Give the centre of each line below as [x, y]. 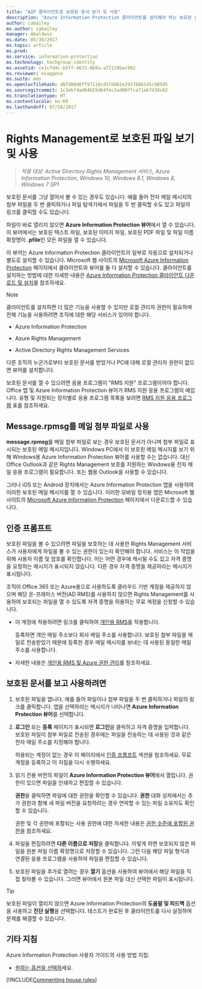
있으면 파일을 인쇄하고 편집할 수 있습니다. [75, 783]
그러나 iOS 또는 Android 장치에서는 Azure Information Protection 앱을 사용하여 [100, 485]
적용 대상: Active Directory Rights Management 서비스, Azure [95, 172]
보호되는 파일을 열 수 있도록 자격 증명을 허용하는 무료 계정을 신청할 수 [103, 602]
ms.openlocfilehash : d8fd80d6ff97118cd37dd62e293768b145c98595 [87, 85]
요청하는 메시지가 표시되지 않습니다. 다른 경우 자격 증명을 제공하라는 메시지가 [102, 566]
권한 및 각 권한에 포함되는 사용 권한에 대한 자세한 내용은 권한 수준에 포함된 [101, 823]
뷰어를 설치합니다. [33, 370]
